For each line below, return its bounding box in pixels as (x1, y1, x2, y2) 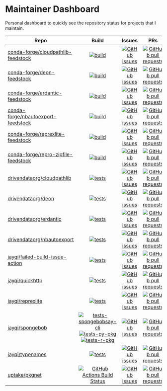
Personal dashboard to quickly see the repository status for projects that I (5, 20, 156, 26)
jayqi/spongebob (7, 324, 47, 331)
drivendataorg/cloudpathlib (7, 174, 72, 181)
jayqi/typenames (7, 351, 47, 358)
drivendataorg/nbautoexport (7, 236, 74, 243)
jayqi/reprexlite (7, 297, 43, 304)
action (7, 259, 22, 266)
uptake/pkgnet (7, 371, 42, 378)
